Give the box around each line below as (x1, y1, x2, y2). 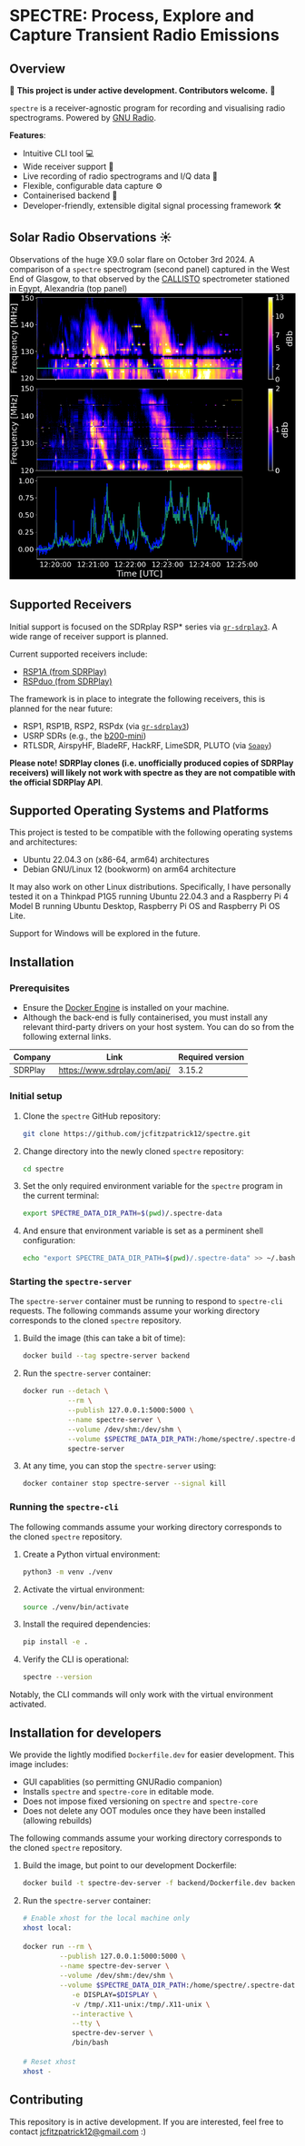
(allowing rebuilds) (22, 1815, 93, 1825)
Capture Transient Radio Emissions (9, 25, 280, 45)
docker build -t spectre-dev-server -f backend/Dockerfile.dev (22, 1878, 268, 1887)
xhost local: (22, 1923, 73, 1933)
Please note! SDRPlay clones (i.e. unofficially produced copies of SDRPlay (9, 757, 294, 768)
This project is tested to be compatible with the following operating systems (9, 827, 293, 838)
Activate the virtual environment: (22, 1584, 145, 1595)
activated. (9, 1699, 47, 1710)
